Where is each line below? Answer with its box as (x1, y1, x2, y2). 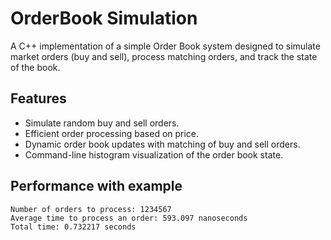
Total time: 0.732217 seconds (10, 222, 137, 232)
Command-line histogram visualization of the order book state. (24, 148, 284, 161)
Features (10, 90, 67, 107)
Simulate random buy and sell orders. (24, 117, 180, 129)
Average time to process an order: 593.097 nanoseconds (10, 213, 248, 223)
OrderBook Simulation (10, 7, 198, 30)
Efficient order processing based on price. (24, 127, 200, 139)
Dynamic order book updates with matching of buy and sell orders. (24, 138, 301, 150)
